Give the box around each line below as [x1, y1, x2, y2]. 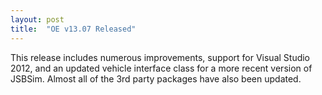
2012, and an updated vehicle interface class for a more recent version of [10, 62, 313, 74]
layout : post [10, 14, 65, 25]
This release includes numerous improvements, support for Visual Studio [10, 51, 311, 63]
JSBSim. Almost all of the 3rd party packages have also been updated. [10, 72, 302, 85]
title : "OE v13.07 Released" [10, 24, 137, 34]
